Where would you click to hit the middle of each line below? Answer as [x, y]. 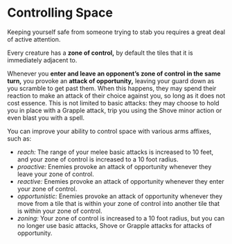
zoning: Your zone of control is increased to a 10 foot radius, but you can [121, 218]
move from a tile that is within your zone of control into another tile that [118, 203]
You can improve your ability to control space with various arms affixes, [109, 131]
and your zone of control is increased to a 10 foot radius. [98, 159]
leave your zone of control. [56, 174]
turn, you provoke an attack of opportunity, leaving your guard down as [111, 80]
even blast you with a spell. [46, 117]
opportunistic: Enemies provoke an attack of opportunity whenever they [120, 196]
